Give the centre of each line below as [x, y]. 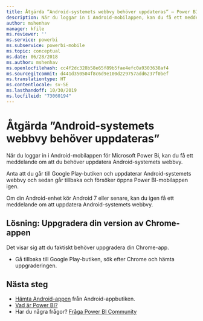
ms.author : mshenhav [32, 62]
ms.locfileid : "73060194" [39, 96]
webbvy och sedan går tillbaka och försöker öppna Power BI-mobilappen [97, 180]
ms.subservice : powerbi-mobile [46, 46]
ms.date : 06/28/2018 [32, 57]
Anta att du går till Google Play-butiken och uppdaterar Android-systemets [99, 173]
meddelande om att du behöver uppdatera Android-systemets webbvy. [95, 162]
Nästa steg [27, 284]
